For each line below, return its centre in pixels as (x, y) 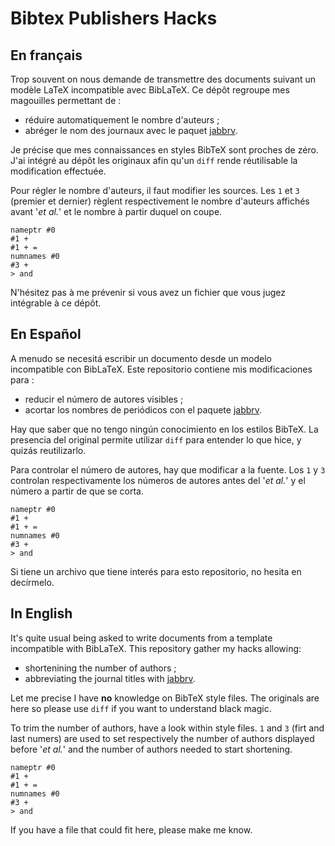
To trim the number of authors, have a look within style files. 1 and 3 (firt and (167, 728)
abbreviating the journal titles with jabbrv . (110, 678)
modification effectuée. (58, 171)
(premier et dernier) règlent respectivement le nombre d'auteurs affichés (160, 201)
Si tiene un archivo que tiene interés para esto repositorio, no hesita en (156, 571)
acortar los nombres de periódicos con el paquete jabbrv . (143, 409)
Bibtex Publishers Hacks (114, 18)
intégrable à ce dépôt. (56, 303)
